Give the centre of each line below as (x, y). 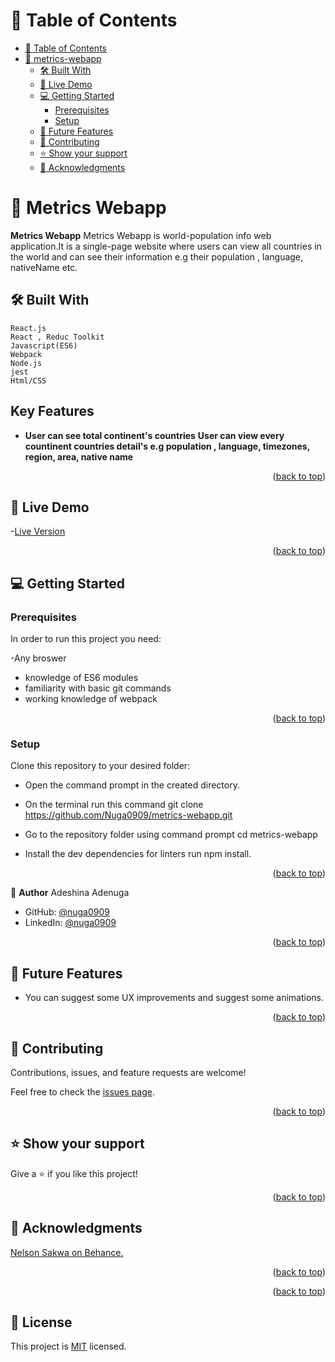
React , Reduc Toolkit (57, 337)
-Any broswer (38, 658)
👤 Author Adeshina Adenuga (70, 893)
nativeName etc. (44, 267)
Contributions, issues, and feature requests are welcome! (128, 1072)
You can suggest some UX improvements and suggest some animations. (174, 998)
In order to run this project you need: (86, 638)
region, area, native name (79, 456)
